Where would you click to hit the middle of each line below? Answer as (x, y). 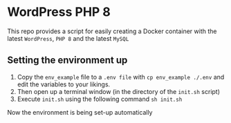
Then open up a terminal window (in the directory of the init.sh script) (118, 91)
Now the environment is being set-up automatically (80, 112)
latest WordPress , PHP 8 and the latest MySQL (68, 38)
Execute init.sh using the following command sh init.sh (100, 99)
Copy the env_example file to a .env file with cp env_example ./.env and (121, 77)
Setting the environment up (67, 60)
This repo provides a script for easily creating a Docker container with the (112, 31)
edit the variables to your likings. (64, 84)
